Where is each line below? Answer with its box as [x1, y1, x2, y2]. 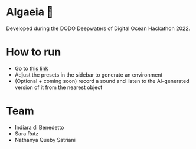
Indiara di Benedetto [14, 124, 64, 131]
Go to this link [14, 65, 48, 72]
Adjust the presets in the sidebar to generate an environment [14, 71, 163, 78]
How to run [6, 45, 61, 59]
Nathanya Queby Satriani [14, 136, 76, 143]
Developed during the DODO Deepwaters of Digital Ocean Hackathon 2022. [6, 25, 191, 32]
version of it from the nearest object [14, 84, 103, 91]
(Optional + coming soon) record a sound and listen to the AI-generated [14, 77, 190, 84]
